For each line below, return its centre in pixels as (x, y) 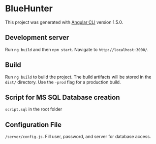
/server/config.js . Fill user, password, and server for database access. (78, 137)
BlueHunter (29, 9)
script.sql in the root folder (34, 109)
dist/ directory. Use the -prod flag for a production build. (63, 82)
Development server (37, 38)
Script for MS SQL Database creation (62, 97)
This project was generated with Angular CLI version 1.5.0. (64, 22)
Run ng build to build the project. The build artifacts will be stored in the (78, 77)
